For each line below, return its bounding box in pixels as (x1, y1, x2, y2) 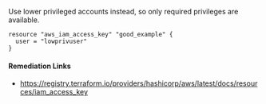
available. (8, 15, 40, 25)
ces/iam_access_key (19, 87, 89, 97)
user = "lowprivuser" (15, 37, 88, 45)
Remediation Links (8, 61, 72, 71)
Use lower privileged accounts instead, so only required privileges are (8, 7, 239, 16)
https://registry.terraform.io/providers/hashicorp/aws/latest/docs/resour (19, 79, 258, 88)
